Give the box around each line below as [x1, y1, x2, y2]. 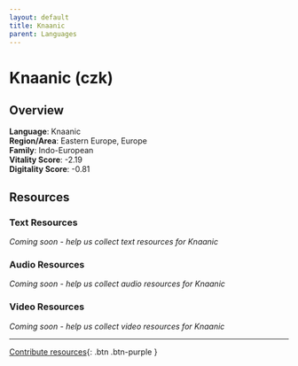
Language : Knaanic [9, 126, 82, 137]
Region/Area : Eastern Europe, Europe [9, 136, 148, 146]
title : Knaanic [9, 21, 66, 30]
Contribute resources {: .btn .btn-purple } [9, 347, 158, 357]
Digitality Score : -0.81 [9, 164, 90, 175]
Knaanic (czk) [9, 67, 114, 88]
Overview [9, 103, 65, 118]
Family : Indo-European [9, 145, 94, 156]
